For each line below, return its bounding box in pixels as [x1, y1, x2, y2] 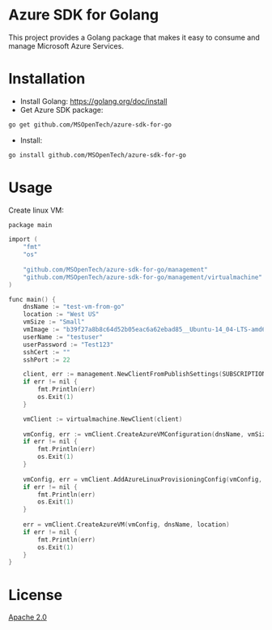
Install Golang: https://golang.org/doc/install [19, 96, 168, 106]
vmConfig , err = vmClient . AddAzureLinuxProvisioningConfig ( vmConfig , [23, 475, 263, 483]
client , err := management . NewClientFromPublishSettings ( [23, 371, 223, 379]
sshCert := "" [23, 348, 70, 356]
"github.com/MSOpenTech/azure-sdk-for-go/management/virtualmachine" [23, 273, 263, 281]
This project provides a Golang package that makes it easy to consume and [8, 32, 261, 42]
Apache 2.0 [8, 612, 47, 622]
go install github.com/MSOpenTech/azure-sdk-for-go [8, 151, 186, 159]
